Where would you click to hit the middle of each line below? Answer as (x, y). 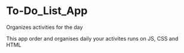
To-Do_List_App (47, 11)
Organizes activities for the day (45, 27)
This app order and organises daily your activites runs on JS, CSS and (92, 38)
